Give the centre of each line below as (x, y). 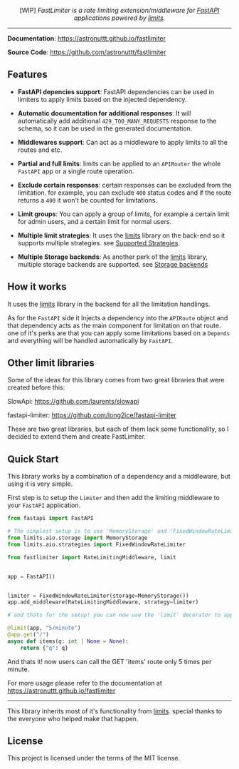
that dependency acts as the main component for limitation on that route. (114, 325)
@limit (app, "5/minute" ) (44, 628)
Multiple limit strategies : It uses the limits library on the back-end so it (121, 235)
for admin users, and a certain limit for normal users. (95, 221)
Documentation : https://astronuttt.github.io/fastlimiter (86, 38)
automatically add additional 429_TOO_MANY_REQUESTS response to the (117, 121)
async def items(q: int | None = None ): (68, 641)
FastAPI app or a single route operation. (76, 171)
